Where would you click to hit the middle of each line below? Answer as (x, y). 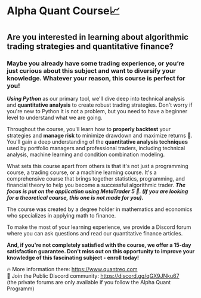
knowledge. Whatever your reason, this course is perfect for (96, 78)
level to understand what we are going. (55, 117)
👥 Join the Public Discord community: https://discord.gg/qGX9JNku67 (93, 276)
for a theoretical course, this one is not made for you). (75, 197)
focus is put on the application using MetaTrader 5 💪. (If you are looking (98, 191)
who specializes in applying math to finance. (61, 215)
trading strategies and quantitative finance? (90, 46)
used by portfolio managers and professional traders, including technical (96, 148)
